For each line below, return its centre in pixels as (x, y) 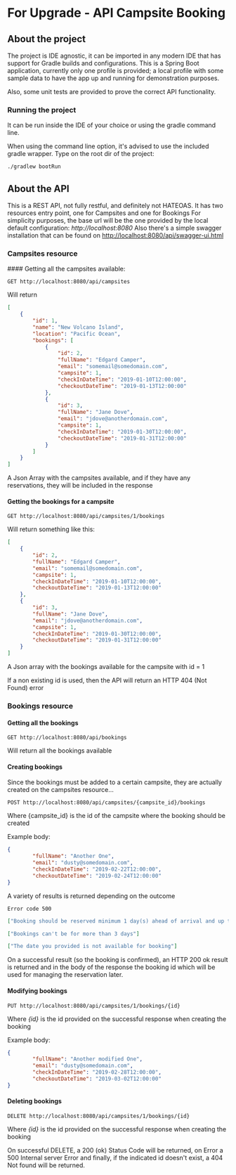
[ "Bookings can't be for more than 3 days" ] (73, 934)
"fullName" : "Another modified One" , (87, 1059)
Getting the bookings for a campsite (61, 501)
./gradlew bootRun (34, 167)
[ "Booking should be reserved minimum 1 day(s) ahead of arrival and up (116, 921)
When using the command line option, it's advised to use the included (108, 146)
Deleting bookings (34, 1101)
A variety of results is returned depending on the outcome (91, 896)
